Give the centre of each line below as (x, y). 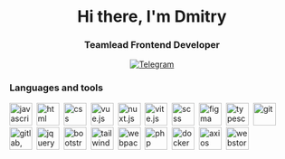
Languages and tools (57, 88)
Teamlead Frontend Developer (152, 45)
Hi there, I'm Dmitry (152, 17)
